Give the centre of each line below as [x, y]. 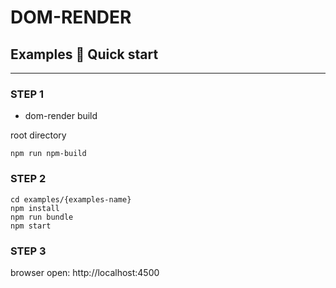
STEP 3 [28, 251]
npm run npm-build [48, 154]
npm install [35, 208]
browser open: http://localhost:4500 [85, 272]
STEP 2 [28, 179]
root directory [38, 135]
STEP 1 [27, 94]
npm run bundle [42, 217]
